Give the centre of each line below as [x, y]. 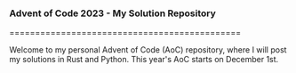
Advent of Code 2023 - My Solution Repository [112, 13]
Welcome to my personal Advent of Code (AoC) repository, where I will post [148, 50]
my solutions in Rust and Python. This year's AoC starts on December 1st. [144, 60]
